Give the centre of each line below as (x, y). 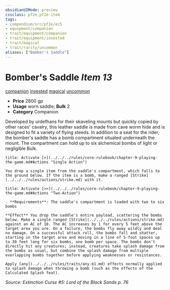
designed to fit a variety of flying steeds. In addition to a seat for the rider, (82, 133)
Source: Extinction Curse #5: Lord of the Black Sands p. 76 (67, 282)
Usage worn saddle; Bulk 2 (41, 106)
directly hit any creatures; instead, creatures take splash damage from (85, 246)
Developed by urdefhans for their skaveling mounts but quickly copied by (82, 121)
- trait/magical (22, 43)
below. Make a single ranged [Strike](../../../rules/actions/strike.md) (85, 220)
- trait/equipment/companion (36, 33)
